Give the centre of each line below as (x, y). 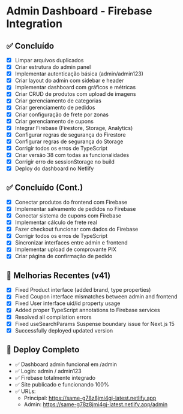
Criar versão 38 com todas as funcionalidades (72, 155)
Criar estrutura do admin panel (53, 67)
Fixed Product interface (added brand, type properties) (83, 290)
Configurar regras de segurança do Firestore (70, 135)
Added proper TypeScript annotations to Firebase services (87, 310)
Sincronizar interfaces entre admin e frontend (71, 243)
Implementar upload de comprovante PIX (66, 249)
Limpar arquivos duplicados (49, 60)
